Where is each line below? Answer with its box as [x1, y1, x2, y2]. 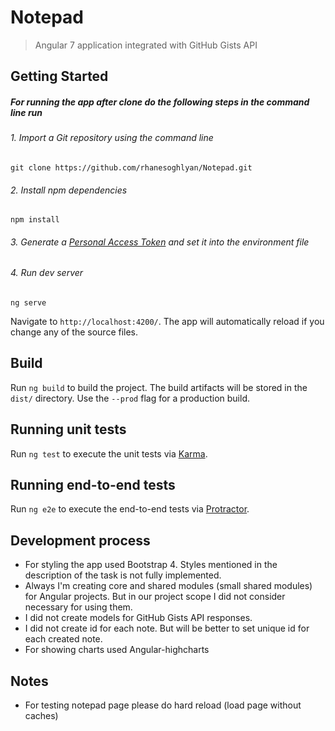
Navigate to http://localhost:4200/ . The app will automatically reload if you [10, 315, 325, 327]
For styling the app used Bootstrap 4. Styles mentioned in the [24, 559, 278, 571]
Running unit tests [10, 421, 127, 438]
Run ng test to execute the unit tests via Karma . [10, 447, 208, 460]
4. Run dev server [10, 267, 84, 279]
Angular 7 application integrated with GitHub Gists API [34, 39, 258, 51]
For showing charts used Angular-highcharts [24, 644, 210, 656]
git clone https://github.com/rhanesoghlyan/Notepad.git [10, 162, 253, 173]
